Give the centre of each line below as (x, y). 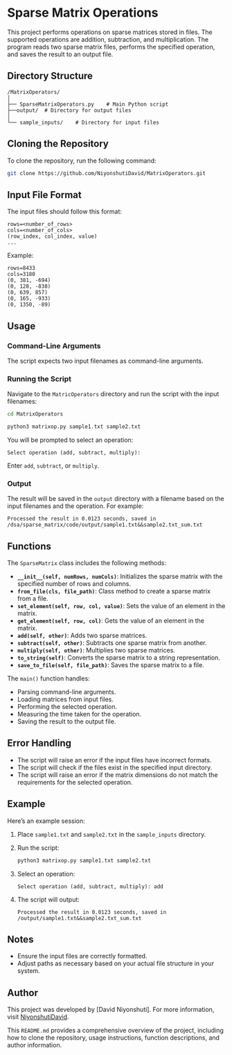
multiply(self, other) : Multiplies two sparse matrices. (96, 651)
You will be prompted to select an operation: (70, 440)
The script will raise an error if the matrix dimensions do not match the (117, 775)
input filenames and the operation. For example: (75, 506)
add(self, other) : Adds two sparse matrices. (82, 636)
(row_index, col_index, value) (52, 237)
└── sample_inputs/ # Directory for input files (83, 122)
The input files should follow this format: (65, 212)
